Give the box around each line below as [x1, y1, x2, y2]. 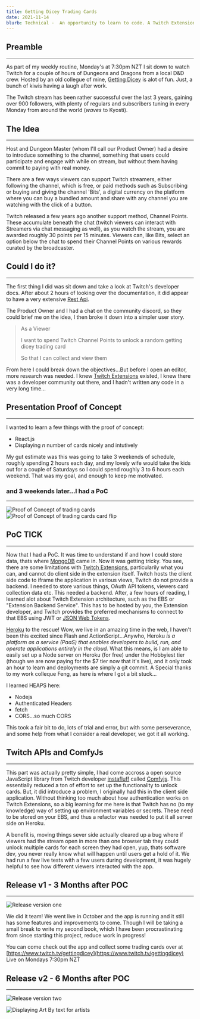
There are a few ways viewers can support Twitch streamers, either [6, 176, 172, 182]
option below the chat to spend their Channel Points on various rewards [6, 238, 182, 245]
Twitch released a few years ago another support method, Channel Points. [6, 213, 189, 219]
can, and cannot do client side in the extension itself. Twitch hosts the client [6, 570, 192, 577]
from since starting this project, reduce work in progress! [6, 932, 146, 939]
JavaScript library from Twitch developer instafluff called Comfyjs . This [6, 775, 181, 782]
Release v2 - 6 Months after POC [6, 973, 130, 983]
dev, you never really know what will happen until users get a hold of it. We [6, 850, 190, 857]
